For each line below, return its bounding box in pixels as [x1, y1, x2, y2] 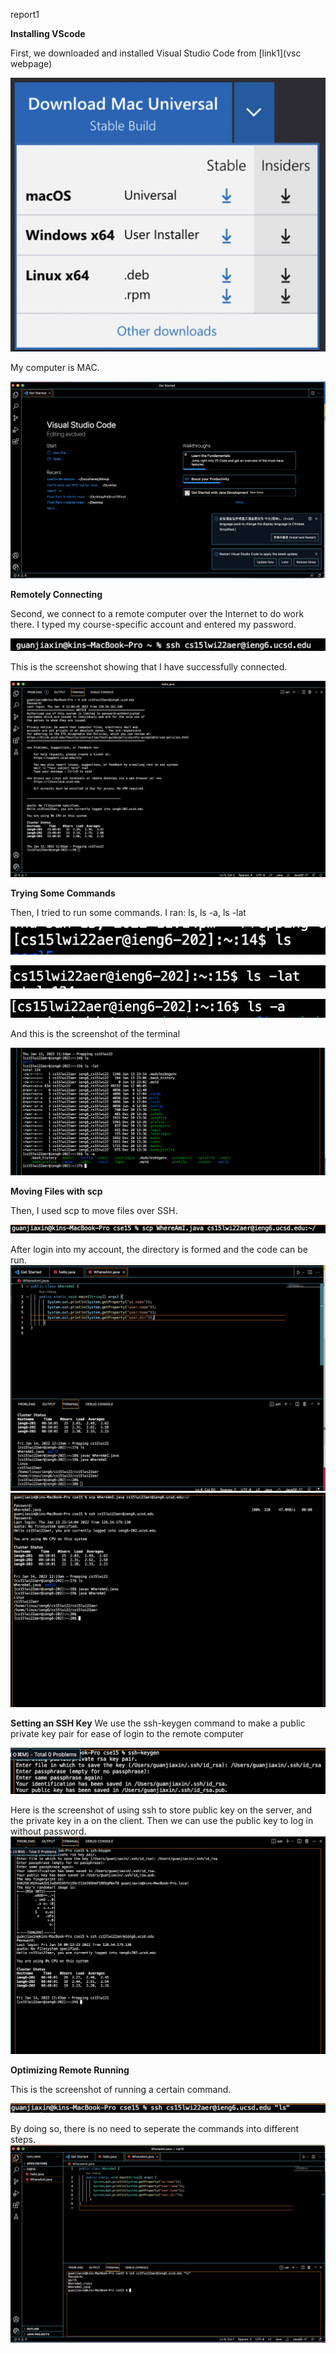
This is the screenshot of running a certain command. [10, 2083, 232, 2095]
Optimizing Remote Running [10, 2064, 130, 2076]
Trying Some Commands [10, 887, 116, 899]
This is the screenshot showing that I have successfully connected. [10, 661, 288, 673]
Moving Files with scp [10, 1185, 103, 1198]
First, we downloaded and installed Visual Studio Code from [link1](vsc [10, 47, 302, 59]
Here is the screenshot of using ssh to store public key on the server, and [10, 1804, 313, 1816]
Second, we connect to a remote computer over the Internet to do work [10, 608, 305, 620]
